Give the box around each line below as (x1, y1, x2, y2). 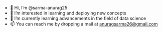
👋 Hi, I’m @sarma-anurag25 (10, 5, 68, 10)
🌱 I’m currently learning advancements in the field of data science (10, 15, 146, 21)
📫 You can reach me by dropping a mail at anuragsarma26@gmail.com (10, 21, 158, 27)
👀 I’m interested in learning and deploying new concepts (10, 10, 126, 16)
